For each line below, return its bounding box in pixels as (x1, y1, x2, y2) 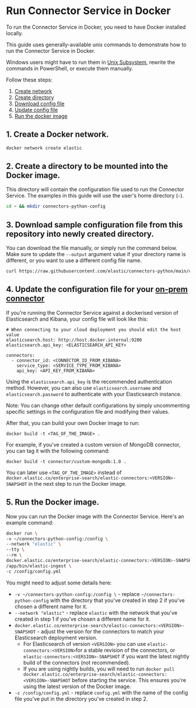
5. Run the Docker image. (6, 497, 100, 508)
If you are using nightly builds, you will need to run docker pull (23, 665, 175, 672)
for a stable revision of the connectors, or (75, 646, 176, 653)
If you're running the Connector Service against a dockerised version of (6, 309, 179, 316)
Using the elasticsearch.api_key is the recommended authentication (6, 378, 172, 385)
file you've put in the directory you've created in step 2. (14, 695, 148, 702)
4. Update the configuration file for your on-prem (6, 284, 188, 294)
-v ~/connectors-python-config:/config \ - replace (14, 590, 140, 597)
